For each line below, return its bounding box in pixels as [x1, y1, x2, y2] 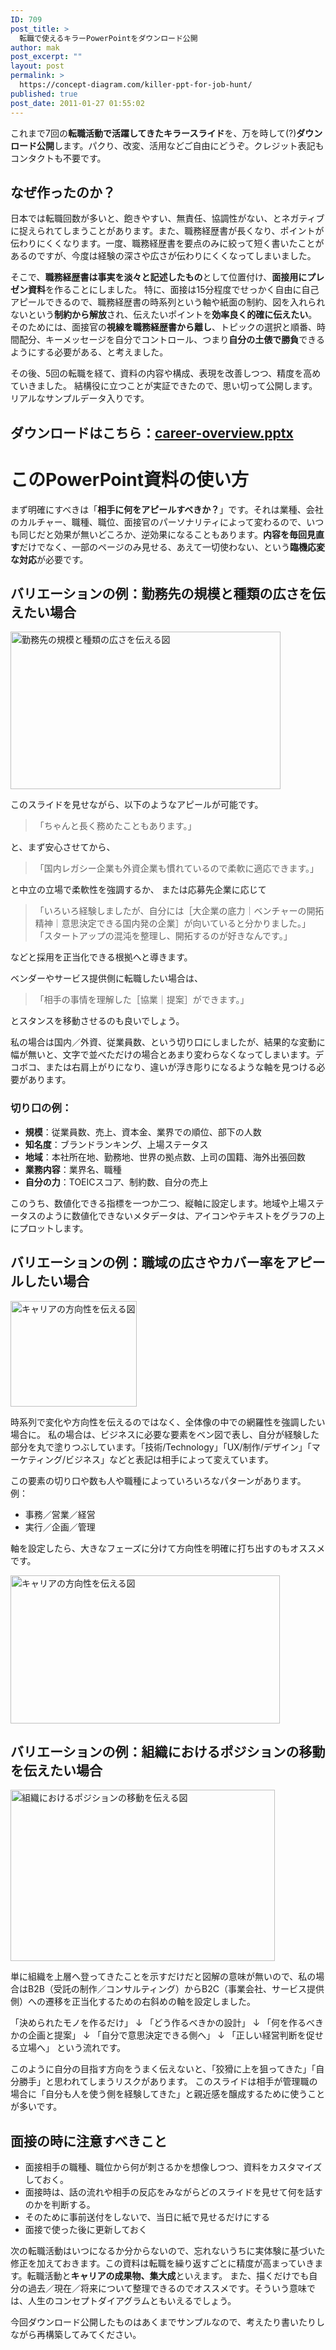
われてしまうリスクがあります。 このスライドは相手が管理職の [62, 2076, 318, 2088]
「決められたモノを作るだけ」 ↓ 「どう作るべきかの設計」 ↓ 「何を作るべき [10, 2017, 325, 2029]
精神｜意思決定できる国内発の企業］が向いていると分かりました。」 [34, 917, 312, 930]
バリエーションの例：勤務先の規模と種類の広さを [10, 586, 313, 603]
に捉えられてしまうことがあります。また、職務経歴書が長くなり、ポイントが [10, 225, 325, 237]
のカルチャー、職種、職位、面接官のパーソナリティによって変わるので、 [10, 516, 307, 528]
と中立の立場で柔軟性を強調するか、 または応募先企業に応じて [10, 884, 267, 896]
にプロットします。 [10, 1222, 89, 1234]
